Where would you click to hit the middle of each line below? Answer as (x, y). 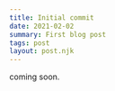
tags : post (30, 43)
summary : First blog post (57, 34)
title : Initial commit (52, 18)
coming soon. (35, 77)
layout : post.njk (42, 51)
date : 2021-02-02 (42, 26)
